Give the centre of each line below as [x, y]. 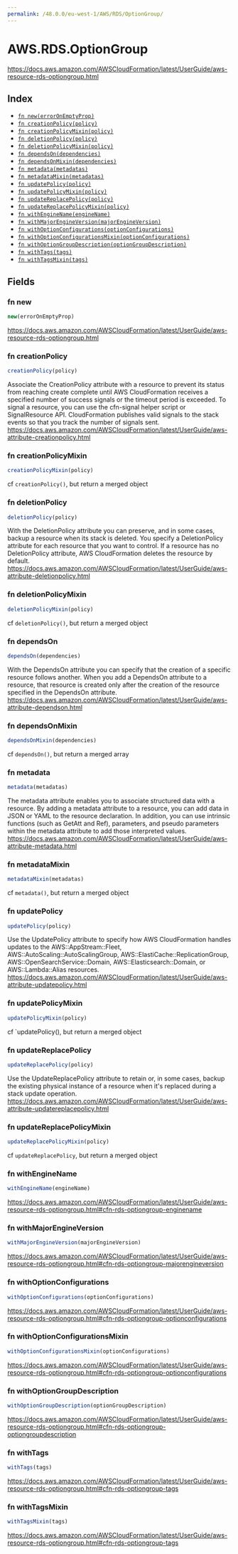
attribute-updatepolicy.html [47, 985]
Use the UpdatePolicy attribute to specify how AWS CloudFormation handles [119, 940]
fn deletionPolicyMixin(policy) [65, 146]
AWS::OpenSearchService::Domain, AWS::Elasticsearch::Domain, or [107, 962]
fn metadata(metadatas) [53, 169]
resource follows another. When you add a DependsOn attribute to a [107, 677]
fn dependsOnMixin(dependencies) [67, 162]
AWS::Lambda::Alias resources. [53, 970]
